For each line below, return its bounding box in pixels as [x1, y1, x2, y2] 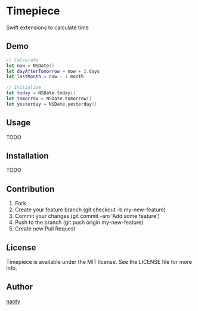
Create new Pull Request [14, 225, 76, 232]
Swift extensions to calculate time [6, 24, 89, 31]
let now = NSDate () [6, 63, 55, 69]
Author [6, 282, 33, 292]
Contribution [6, 184, 55, 194]
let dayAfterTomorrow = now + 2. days [6, 68, 100, 74]
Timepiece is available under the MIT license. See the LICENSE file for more [6, 258, 193, 265]
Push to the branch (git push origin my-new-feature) [14, 219, 144, 226]
